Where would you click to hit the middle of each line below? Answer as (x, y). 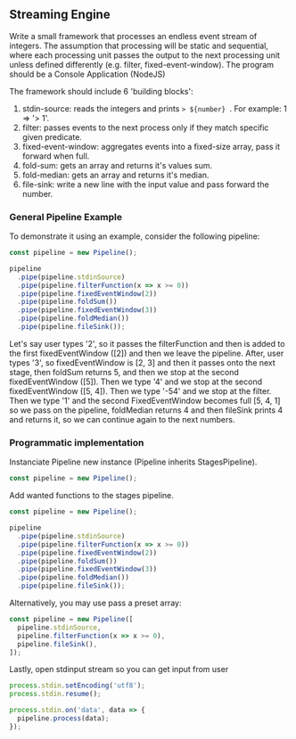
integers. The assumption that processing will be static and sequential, (139, 45)
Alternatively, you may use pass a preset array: (95, 603)
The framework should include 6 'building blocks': (101, 91)
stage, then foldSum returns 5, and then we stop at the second (124, 372)
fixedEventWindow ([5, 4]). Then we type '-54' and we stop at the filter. (140, 390)
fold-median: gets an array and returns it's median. (115, 175)
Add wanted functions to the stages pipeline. (91, 496)
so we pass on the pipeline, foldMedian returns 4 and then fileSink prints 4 (146, 410)
